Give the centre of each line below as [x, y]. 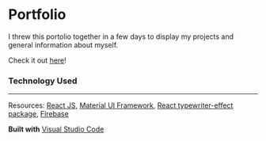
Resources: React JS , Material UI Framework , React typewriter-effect [121, 105]
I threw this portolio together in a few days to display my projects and [121, 36]
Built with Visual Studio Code [56, 129]
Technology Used [43, 81]
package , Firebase [38, 114]
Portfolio [37, 15]
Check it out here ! [38, 60]
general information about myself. [63, 44]
